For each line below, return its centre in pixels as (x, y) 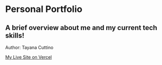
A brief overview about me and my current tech (81, 28)
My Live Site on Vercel (29, 57)
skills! (15, 35)
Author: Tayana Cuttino (29, 47)
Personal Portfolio (44, 9)
